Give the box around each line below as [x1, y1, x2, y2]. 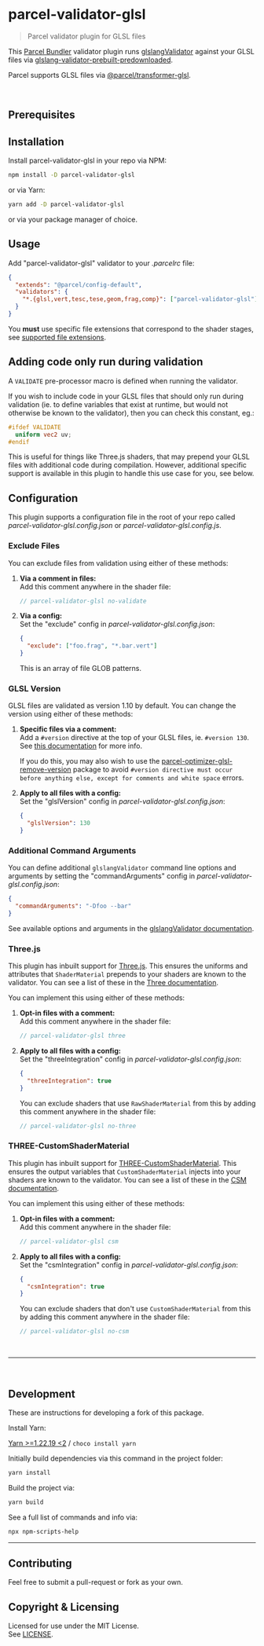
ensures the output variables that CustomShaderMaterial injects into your [8, 1167, 241, 1176]
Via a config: [19, 611, 63, 621]
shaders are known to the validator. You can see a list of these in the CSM [8, 1175, 247, 1184]
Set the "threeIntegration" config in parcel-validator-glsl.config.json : [19, 1054, 242, 1064]
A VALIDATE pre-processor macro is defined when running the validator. [8, 376, 238, 386]
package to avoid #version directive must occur [73, 764, 233, 775]
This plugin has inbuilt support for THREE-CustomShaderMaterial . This [8, 1158, 237, 1168]
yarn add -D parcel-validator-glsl [8, 200, 125, 209]
